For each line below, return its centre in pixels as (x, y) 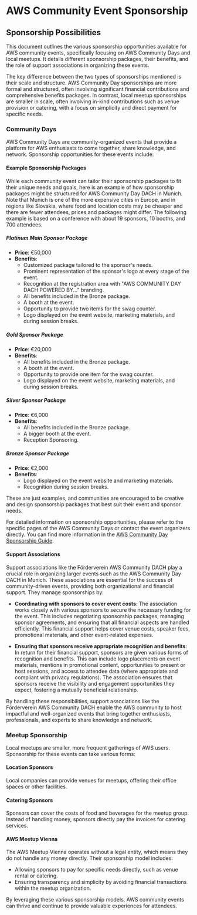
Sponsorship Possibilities (54, 33)
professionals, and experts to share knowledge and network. (79, 720)
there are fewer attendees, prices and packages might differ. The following (96, 212)
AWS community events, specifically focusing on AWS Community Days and (98, 53)
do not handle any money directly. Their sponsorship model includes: (89, 858)
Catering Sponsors (30, 800)
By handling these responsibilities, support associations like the (83, 701)
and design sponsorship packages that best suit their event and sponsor (94, 504)
